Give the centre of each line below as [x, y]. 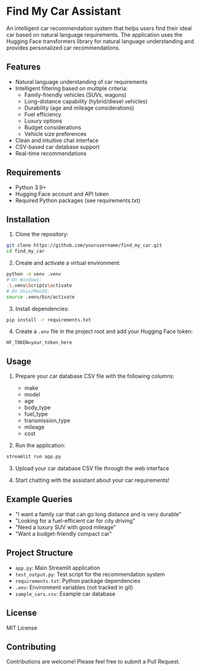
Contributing [31, 647]
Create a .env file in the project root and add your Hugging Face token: [104, 331]
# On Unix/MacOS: [28, 291]
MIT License [22, 628]
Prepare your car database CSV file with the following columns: [95, 376]
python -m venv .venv [34, 274]
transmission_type [47, 421]
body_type [37, 408]
